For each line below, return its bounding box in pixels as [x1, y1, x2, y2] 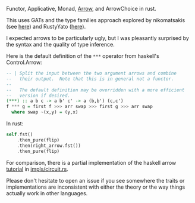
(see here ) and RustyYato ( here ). [6, 23, 86, 30]
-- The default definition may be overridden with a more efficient [6, 87, 185, 93]
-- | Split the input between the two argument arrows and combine [6, 70, 177, 76]
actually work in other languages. [6, 189, 88, 196]
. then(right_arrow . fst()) [17, 143, 81, 149]
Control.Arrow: [6, 59, 43, 66]
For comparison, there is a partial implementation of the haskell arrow [6, 159, 177, 166]
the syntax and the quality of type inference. [6, 41, 115, 48]
